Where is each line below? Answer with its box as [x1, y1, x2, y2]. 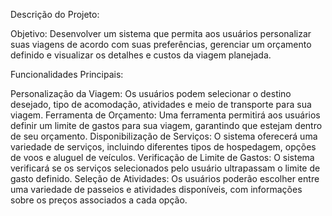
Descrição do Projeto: [10, 9, 100, 20]
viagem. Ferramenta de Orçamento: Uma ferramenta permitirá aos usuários [10, 109, 321, 121]
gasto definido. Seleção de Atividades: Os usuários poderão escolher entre [10, 173, 320, 184]
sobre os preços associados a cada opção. [10, 194, 188, 206]
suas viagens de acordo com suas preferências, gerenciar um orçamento [10, 39, 312, 50]
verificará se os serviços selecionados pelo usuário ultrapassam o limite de [10, 162, 321, 174]
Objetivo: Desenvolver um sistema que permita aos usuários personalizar [10, 28, 312, 39]
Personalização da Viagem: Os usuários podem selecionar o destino [10, 88, 292, 99]
